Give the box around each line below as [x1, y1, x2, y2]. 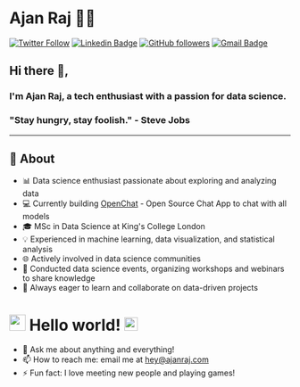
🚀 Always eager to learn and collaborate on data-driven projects [21, 283, 259, 293]
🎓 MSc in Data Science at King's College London [21, 221, 205, 232]
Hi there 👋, [9, 63, 69, 78]
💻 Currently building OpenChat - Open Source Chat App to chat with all [21, 198, 287, 209]
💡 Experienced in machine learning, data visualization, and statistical [21, 234, 275, 244]
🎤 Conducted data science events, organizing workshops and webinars [21, 263, 285, 275]
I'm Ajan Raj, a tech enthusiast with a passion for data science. [9, 90, 287, 103]
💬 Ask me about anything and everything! [21, 344, 175, 355]
